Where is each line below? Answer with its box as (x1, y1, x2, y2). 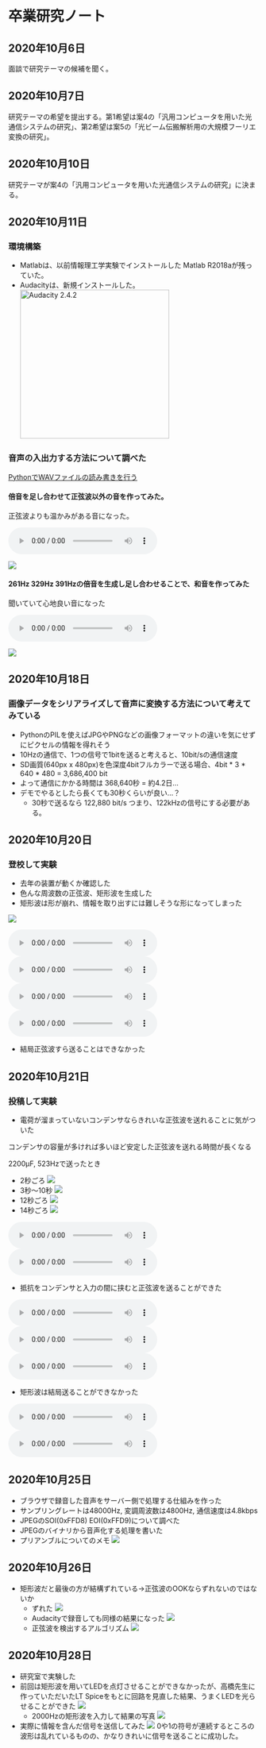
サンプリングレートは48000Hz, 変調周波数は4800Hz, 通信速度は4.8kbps (19, 1506, 258, 1515)
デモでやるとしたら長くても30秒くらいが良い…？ (19, 788, 181, 797)
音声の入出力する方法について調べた (8, 453, 147, 464)
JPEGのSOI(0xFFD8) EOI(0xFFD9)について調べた (19, 1515, 180, 1525)
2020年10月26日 (8, 1561, 92, 1575)
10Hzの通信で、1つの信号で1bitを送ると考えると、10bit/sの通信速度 (19, 750, 238, 759)
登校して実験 (8, 859, 57, 870)
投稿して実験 (8, 1095, 57, 1106)
